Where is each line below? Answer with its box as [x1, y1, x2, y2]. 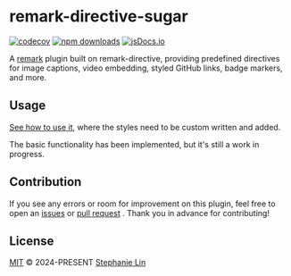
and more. [9, 71, 47, 82]
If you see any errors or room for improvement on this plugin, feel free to [9, 198, 276, 209]
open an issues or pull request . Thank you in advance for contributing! [9, 207, 270, 218]
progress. [9, 148, 45, 159]
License [9, 233, 54, 248]
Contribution [9, 174, 82, 189]
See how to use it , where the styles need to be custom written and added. [9, 121, 281, 132]
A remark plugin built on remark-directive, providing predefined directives [9, 53, 280, 63]
